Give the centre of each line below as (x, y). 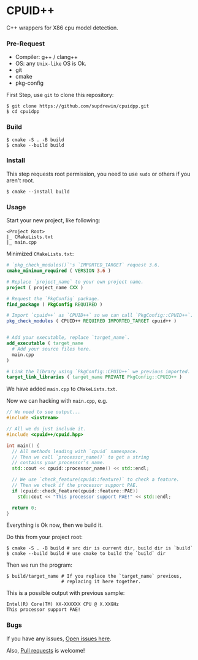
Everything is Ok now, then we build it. (55, 525)
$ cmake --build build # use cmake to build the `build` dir (86, 554)
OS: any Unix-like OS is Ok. (51, 64)
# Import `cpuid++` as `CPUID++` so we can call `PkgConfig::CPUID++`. (100, 316)
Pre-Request (25, 44)
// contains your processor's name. (59, 463)
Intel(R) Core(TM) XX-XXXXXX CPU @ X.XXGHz (63, 604)
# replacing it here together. (101, 582)
